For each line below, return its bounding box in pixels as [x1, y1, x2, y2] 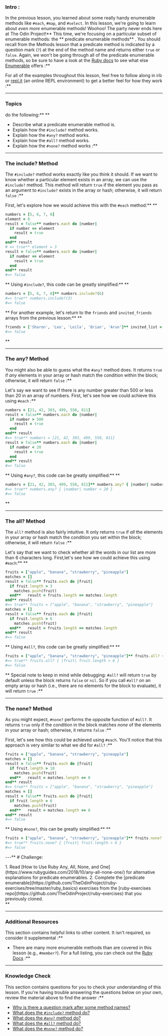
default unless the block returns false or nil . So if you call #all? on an [5, 677, 151, 683]
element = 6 [5, 216, 30, 221]
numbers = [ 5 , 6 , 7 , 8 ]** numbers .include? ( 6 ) [5, 291, 104, 296]
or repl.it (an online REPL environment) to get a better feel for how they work [5, 78, 162, 84]
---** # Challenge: [5, 854, 43, 860]
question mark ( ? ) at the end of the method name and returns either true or [5, 47, 160, 53]
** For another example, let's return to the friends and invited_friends [5, 309, 152, 315]
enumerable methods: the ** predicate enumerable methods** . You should [5, 36, 161, 42]
